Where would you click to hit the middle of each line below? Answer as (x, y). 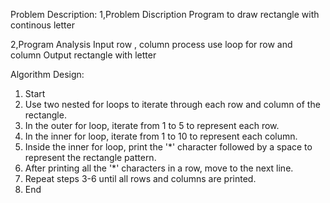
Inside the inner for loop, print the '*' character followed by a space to (168, 147)
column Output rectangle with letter (83, 55)
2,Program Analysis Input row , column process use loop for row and (151, 44)
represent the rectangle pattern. (90, 157)
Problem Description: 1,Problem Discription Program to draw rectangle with (165, 14)
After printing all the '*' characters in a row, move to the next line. (159, 168)
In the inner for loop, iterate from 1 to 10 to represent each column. (161, 136)
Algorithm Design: (47, 74)
